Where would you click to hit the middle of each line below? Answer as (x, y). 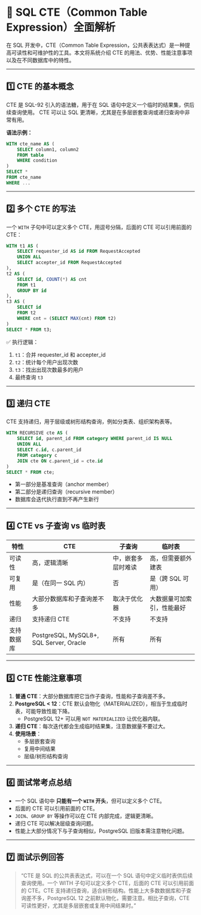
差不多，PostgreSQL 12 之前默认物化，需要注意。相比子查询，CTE (108, 898)
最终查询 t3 (29, 377)
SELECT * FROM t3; (29, 330)
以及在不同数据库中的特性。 (40, 60)
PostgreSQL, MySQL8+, (66, 635)
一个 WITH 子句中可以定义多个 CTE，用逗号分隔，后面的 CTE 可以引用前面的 (99, 227)
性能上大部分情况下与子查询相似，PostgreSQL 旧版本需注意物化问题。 (101, 831)
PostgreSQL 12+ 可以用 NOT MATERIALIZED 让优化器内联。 (93, 719)
